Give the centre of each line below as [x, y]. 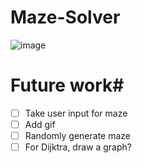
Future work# [67, 85]
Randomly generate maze [78, 135]
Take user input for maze [76, 113]
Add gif [40, 124]
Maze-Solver [65, 17]
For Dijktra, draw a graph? [78, 147]
